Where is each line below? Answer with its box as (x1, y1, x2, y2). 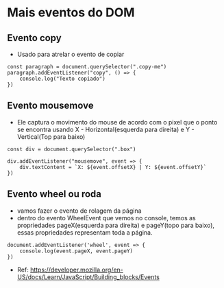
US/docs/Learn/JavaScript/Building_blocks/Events (16, 272, 160, 281)
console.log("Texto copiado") (19, 75, 106, 82)
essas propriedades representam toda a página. (16, 228, 153, 237)
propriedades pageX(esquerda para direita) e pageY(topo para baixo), (16, 221, 214, 229)
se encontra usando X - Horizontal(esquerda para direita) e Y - (16, 125, 195, 133)
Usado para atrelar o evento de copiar (16, 50, 125, 58)
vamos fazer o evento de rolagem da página (16, 207, 142, 215)
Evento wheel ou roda (7, 188, 101, 200)
